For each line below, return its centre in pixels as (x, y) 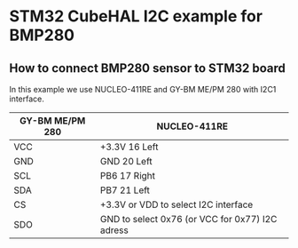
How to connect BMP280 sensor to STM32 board (148, 68)
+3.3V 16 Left (129, 147)
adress (114, 230)
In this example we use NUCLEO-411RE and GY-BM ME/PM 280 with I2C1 (143, 89)
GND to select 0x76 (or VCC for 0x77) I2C (188, 219)
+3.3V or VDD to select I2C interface (176, 204)
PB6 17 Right (128, 176)
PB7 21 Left (125, 190)
